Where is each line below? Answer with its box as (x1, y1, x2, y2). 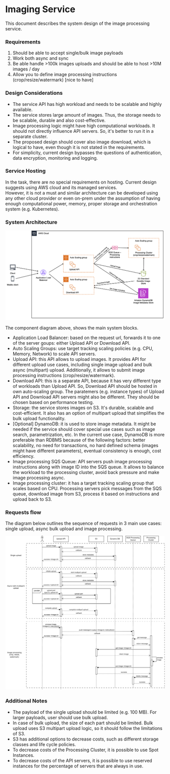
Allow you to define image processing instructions (12, 71, 117, 78)
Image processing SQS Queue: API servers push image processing (12, 459, 152, 465)
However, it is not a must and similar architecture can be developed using (5, 190, 158, 196)
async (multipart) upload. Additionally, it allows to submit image (12, 367, 145, 373)
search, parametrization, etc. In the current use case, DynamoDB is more (12, 432, 165, 438)
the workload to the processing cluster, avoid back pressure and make (12, 469, 159, 475)
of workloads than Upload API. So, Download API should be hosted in (12, 383, 157, 389)
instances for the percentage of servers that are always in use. (12, 763, 144, 769)
